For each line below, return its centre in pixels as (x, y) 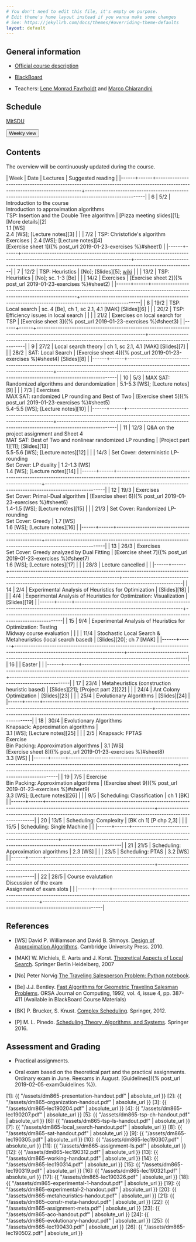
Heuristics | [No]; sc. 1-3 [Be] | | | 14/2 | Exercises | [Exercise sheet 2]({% (94, 278)
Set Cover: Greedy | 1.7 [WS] (41, 521)
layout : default (26, 28)
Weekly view (23, 133)
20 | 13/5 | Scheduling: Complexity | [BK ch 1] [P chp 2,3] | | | (114, 820)
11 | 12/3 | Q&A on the (148, 427)
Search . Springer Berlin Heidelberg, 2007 (64, 964)
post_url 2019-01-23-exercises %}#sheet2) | (60, 284)
